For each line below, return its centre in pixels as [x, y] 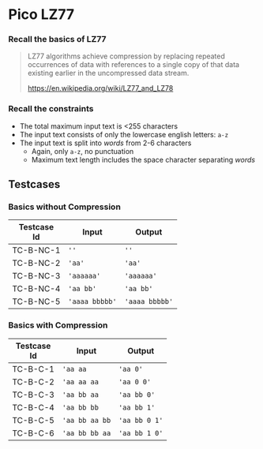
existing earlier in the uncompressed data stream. [108, 73]
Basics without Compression [64, 207]
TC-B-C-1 [34, 369]
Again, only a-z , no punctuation [83, 151]
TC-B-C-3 [34, 395]
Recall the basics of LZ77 [57, 39]
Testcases [34, 184]
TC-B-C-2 [34, 382]
